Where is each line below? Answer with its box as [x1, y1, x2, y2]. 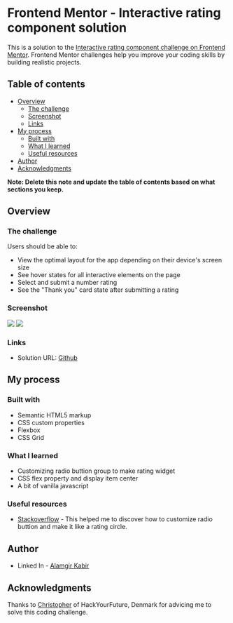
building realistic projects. [7, 58, 82, 66]
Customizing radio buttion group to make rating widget [17, 467, 176, 475]
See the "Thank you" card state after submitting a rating [17, 286, 179, 294]
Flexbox [17, 426, 41, 434]
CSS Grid [17, 433, 44, 441]
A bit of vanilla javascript [17, 482, 89, 490]
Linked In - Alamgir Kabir [17, 561, 90, 570]
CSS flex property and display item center [17, 474, 139, 483]
